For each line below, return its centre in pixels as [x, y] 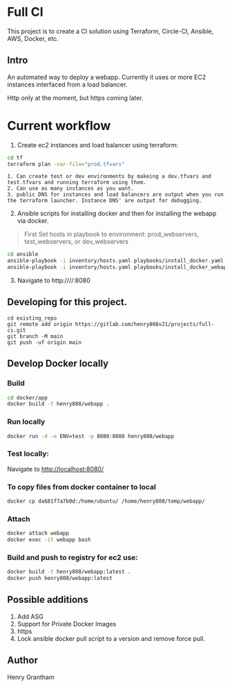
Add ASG [30, 616]
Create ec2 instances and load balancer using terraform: [98, 145]
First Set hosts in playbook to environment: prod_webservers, [111, 234]
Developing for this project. [67, 302]
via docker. [33, 221]
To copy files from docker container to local [82, 487]
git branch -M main [35, 336]
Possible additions [48, 600]
